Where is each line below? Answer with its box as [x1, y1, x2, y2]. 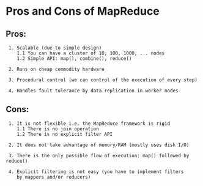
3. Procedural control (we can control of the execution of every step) [8, 77, 198, 83]
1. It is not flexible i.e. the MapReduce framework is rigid [8, 121, 171, 127]
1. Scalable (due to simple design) [8, 45, 102, 51]
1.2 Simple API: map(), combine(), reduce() [17, 56, 132, 62]
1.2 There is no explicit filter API [17, 131, 113, 137]
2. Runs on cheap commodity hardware [8, 66, 105, 72]
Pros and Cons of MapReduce [6, 4, 160, 18]
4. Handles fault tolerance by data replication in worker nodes [8, 87, 179, 94]
